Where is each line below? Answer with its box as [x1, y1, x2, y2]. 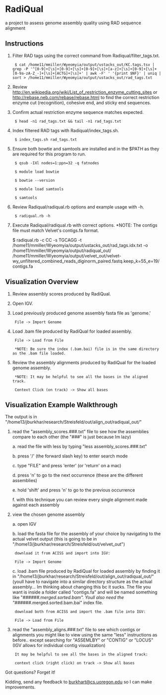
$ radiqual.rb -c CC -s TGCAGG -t [12, 237, 82, 243]
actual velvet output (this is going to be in [12, 536, 97, 542]
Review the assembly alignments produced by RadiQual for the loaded [12, 359, 156, 365]
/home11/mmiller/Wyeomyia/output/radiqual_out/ [12, 248, 111, 253]
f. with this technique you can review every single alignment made [12, 496, 148, 503]
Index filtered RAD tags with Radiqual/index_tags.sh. [12, 127, 119, 133]
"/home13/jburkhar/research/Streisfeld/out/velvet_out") [12, 541, 125, 547]
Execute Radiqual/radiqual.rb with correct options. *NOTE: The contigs [12, 222, 158, 228]
